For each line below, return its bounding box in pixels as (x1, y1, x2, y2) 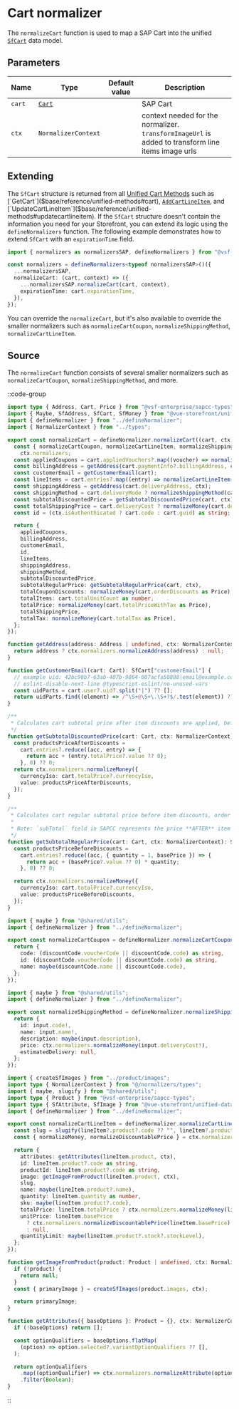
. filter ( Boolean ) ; (20, 1376, 75, 1383)
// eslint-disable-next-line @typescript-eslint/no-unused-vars (14, 680, 208, 687)
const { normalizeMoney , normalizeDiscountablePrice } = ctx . (14, 1134, 202, 1141)
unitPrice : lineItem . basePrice (20, 1212, 113, 1220)
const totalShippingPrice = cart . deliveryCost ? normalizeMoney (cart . (14, 502, 228, 510)
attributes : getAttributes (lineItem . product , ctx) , (20, 1153, 176, 1160)
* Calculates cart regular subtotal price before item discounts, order (10, 812, 231, 819)
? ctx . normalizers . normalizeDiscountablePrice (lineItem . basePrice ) (26, 1220, 231, 1227)
